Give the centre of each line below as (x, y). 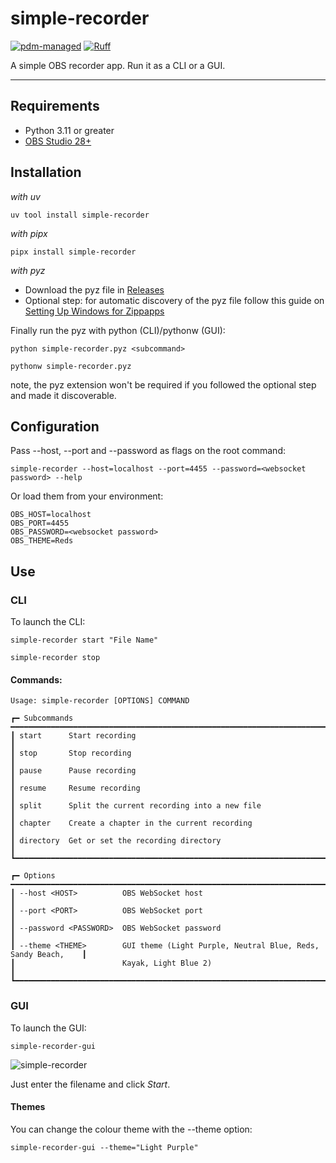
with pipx (29, 233)
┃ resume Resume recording (75, 788)
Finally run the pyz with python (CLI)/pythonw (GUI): (118, 330)
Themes (28, 1107)
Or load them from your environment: (87, 496)
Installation (46, 172)
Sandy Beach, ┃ (48, 955)
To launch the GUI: (48, 1028)
